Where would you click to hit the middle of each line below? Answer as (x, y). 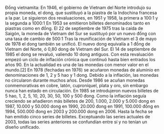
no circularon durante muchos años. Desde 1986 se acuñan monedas (75, 80)
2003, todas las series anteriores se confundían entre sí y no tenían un (76, 122)
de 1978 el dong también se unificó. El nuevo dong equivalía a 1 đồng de (78, 44)
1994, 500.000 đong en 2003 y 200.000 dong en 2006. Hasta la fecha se (79, 112)
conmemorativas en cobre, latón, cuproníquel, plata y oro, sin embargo (77, 85)
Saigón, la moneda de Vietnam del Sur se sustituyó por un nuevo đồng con (81, 33)
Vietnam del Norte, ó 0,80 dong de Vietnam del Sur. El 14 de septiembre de (81, 49)
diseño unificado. (23, 127)
